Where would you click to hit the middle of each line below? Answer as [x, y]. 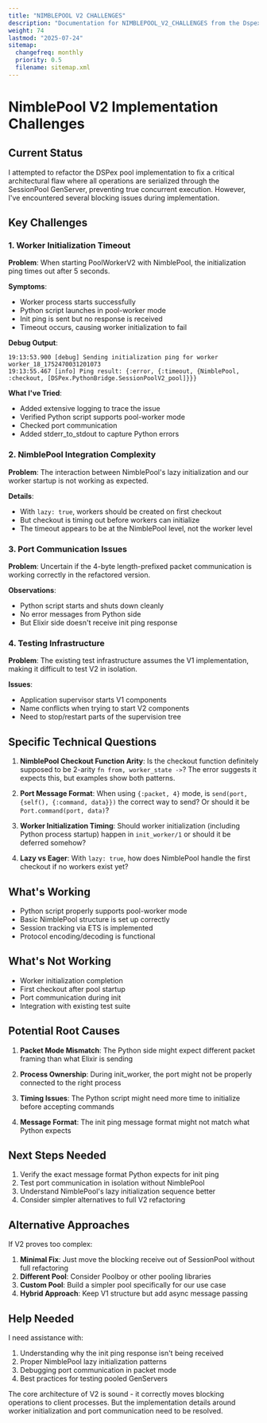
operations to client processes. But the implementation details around [122, 1402]
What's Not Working [60, 961]
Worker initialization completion [71, 980]
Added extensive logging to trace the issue [90, 409]
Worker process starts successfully [78, 302]
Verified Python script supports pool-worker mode [102, 417]
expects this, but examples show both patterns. [97, 778]
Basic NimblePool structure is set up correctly [95, 919]
